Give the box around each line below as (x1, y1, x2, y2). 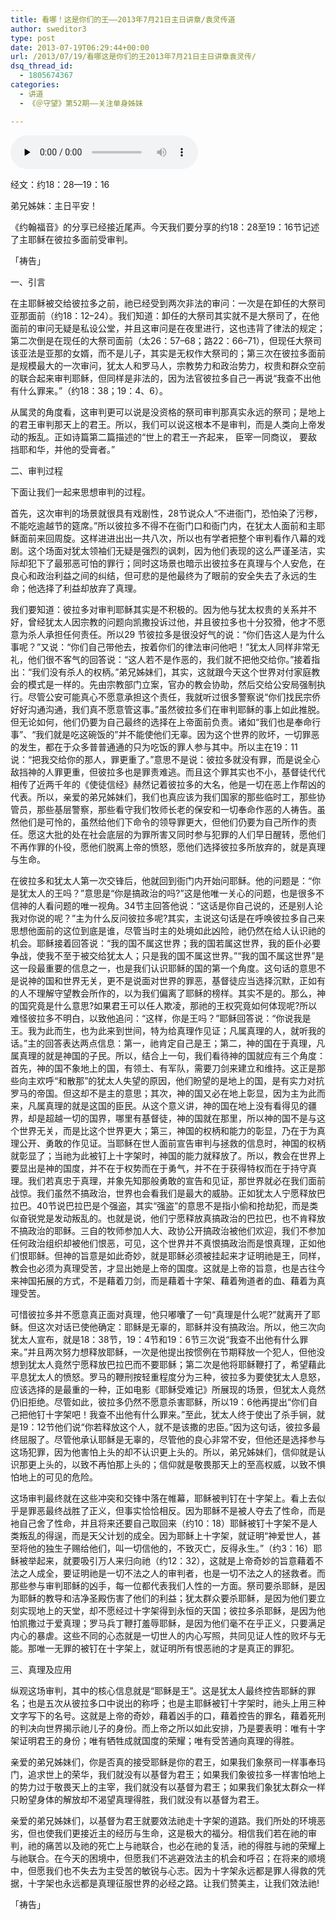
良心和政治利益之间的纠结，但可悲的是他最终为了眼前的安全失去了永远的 (10, 569, 308, 581)
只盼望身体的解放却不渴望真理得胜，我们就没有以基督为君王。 (10, 1793, 265, 1805)
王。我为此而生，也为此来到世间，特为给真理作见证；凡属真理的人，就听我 (10, 1024, 317, 1036)
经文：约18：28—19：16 (10, 178, 110, 190)
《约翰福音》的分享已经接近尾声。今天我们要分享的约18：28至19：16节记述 (10, 221, 320, 233)
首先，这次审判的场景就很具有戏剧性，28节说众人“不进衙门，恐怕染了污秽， (10, 507, 323, 519)
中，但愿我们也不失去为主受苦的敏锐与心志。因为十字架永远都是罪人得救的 (10, 1864, 317, 1876)
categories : (10, 80, 60, 90)
